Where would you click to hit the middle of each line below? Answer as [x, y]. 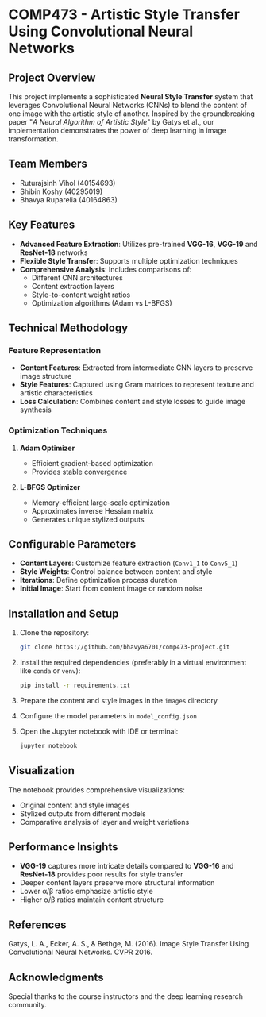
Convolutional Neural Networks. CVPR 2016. [81, 952]
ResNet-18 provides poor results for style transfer [102, 874]
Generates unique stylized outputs [88, 519]
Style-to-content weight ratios [81, 295]
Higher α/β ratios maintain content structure [92, 900]
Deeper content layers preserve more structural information [117, 883]
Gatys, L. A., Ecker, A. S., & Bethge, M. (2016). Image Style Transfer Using [129, 944]
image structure [46, 376]
